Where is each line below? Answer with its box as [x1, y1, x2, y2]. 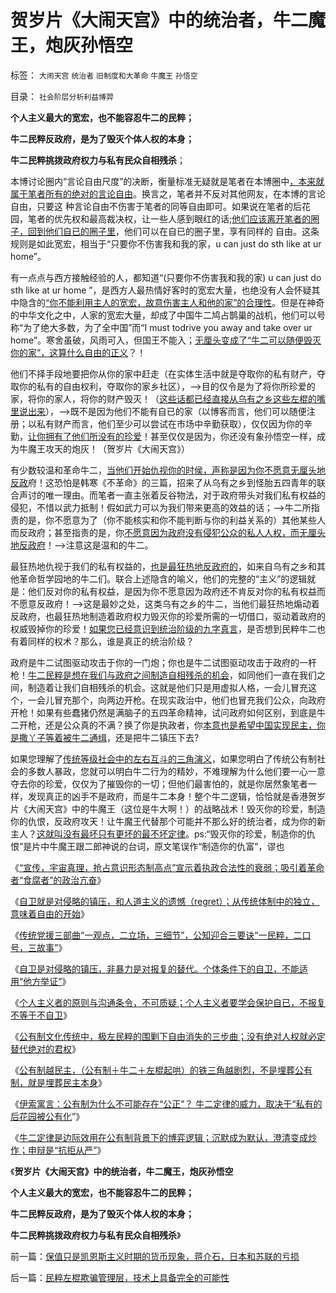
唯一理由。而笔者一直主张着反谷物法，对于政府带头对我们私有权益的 [44, 489, 326, 501]
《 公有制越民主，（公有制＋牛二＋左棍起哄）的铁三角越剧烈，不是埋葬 [10, 1064, 295, 1076]
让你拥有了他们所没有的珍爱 [28, 430, 142, 442]
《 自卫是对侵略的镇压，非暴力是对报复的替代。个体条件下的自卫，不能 [10, 962, 300, 975]
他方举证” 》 [23, 975, 72, 987]
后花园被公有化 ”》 [10, 1110, 85, 1122]
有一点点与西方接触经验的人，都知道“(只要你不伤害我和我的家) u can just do [10, 271, 322, 283]
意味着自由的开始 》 [10, 907, 90, 920]
